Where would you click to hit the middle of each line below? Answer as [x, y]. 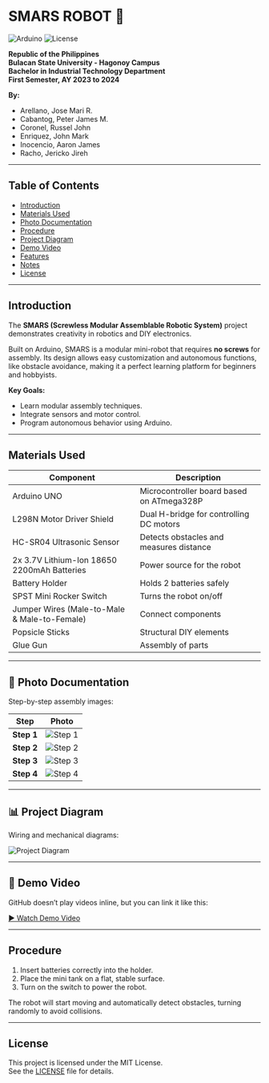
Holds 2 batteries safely [185, 584]
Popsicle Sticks [41, 632]
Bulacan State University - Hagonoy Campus [84, 62]
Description [199, 478]
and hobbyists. [33, 375]
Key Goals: [27, 390]
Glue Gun [30, 645]
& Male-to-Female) [49, 620]
